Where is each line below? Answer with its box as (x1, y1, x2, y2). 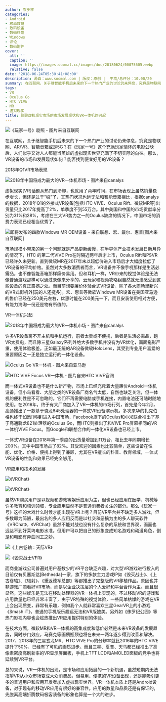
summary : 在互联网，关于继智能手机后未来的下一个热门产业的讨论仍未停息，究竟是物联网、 (5, 81, 165, 86)
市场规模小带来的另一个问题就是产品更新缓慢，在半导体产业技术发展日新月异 (5, 246, 161, 252)
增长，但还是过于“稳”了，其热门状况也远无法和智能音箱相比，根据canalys (9, 194, 159, 200)
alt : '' (9, 53, 26, 58)
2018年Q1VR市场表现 (5, 167, 48, 173)
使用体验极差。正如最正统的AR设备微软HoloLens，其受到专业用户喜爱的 (13, 345, 160, 351)
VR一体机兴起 (5, 312, 33, 318)
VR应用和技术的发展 (5, 466, 46, 472)
